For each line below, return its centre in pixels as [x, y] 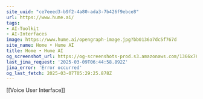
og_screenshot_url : [31, 56]
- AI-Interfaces [27, 34]
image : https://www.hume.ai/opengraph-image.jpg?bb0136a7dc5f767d [92, 40]
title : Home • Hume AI [35, 51]
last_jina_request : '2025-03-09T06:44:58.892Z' [67, 62]
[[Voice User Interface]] [36, 90]
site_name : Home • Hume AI [40, 46]
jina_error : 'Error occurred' [44, 67]
